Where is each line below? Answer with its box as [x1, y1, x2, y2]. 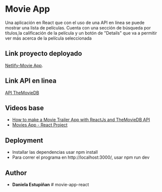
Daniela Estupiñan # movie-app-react [12, 182, 89, 187]
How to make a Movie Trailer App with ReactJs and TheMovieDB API [12, 117, 150, 123]
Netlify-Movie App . [5, 62, 43, 68]
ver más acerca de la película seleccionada [5, 35, 92, 41]
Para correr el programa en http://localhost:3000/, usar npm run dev [12, 154, 150, 160]
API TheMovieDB [5, 90, 40, 96]
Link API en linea [5, 77, 57, 85]
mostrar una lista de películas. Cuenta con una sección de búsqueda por [5, 24, 151, 30]
